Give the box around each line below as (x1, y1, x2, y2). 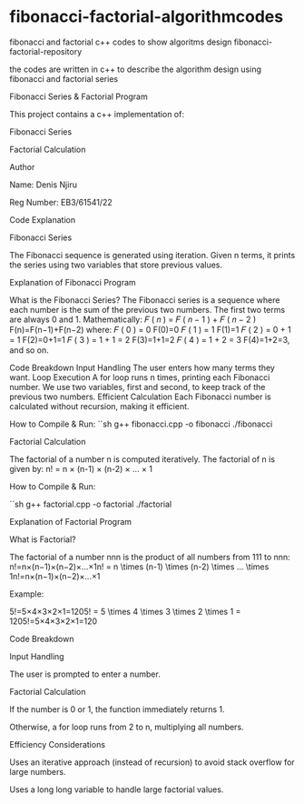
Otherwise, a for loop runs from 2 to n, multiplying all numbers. (9, 721, 244, 732)
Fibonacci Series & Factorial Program (9, 91, 148, 102)
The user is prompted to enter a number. (9, 668, 161, 679)
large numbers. (9, 766, 66, 777)
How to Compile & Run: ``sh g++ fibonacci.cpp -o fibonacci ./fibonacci (9, 418, 273, 429)
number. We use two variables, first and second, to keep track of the (9, 381, 266, 392)
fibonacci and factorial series (9, 73, 119, 84)
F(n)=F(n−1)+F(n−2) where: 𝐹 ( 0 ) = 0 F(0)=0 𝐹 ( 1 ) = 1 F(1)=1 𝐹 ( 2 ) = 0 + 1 (9, 324, 292, 335)
